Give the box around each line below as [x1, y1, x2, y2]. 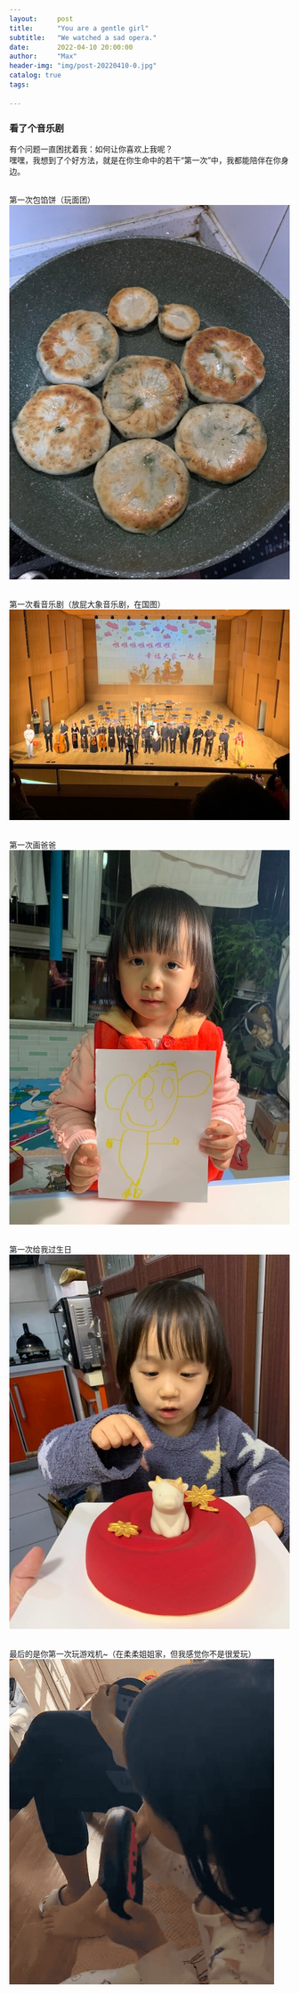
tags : [9, 80, 29, 89]
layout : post [9, 14, 74, 23]
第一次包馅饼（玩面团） [9, 194, 95, 205]
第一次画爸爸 [9, 839, 56, 850]
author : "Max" [9, 52, 77, 62]
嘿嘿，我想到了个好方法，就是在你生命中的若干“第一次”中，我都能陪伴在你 [9, 154, 282, 165]
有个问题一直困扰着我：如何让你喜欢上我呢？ [9, 144, 174, 154]
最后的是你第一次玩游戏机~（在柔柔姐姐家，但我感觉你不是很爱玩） [9, 1648, 256, 1659]
